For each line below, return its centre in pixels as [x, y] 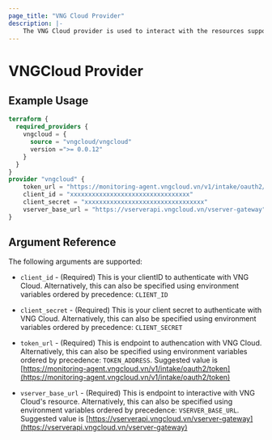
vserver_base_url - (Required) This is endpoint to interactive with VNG [137, 393]
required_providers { [52, 127]
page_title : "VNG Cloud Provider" [67, 16]
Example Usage [49, 101]
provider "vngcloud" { [47, 180]
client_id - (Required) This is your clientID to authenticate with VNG [134, 277]
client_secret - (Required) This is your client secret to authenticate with [140, 310]
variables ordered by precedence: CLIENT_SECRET [101, 328]
